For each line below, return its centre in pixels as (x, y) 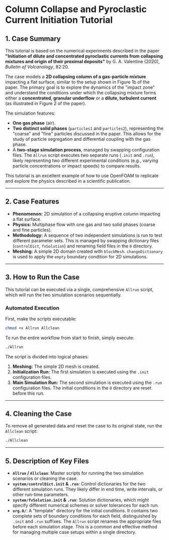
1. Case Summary (33, 39)
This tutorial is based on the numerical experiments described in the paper (82, 51)
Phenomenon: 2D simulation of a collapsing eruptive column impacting (86, 213)
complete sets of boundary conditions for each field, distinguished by (84, 516)
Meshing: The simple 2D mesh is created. (56, 366)
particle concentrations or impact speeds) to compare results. (77, 166)
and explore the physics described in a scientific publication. (68, 181)
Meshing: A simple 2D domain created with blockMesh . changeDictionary (88, 251)
